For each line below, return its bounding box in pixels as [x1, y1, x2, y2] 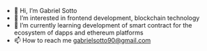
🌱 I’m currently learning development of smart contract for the [13, 21, 192, 29]
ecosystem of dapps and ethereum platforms [13, 28, 144, 37]
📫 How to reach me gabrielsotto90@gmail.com [13, 37, 151, 44]
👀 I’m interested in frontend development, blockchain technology [13, 14, 200, 22]
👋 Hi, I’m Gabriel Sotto [13, 7, 77, 14]
